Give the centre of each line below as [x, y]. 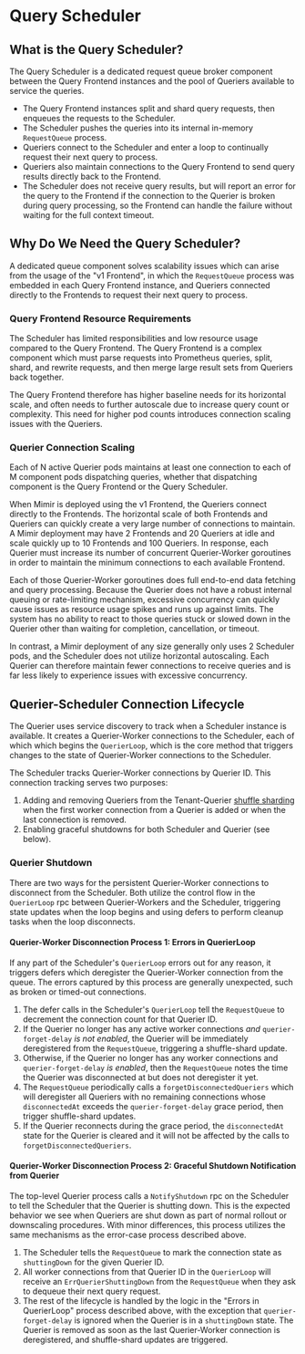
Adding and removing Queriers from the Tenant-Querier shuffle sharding [158, 800]
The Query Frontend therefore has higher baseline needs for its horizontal [148, 395]
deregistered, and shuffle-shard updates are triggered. [125, 1339]
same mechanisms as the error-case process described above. [128, 1234]
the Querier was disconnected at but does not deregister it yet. [141, 1077]
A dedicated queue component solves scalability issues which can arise [144, 266]
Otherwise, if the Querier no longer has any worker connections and [150, 1057]
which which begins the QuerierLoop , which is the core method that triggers [152, 745]
